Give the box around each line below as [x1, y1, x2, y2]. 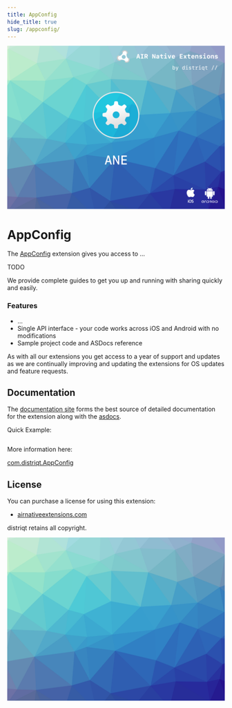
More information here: [7, 446, 72, 454]
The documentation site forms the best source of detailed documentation [7, 405, 216, 414]
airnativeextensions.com [17, 510, 88, 519]
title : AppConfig [7, 11, 57, 18]
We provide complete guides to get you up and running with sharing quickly [7, 276, 223, 285]
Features [7, 301, 38, 311]
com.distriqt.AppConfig [7, 459, 74, 467]
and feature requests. [7, 367, 69, 375]
